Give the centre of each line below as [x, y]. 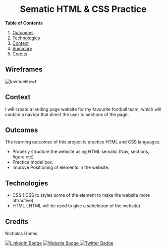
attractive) [23, 201]
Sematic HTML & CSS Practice [83, 9]
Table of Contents [24, 23]
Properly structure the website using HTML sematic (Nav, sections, [81, 152]
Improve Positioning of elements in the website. [61, 167]
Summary [22, 48]
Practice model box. [33, 162]
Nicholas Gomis [21, 233]
